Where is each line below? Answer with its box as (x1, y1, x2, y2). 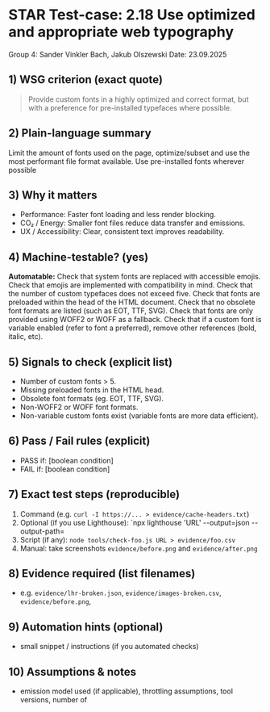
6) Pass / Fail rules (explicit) (8, 434, 151, 448)
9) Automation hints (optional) (8, 620, 164, 634)
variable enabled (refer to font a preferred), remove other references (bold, (8, 323, 257, 333)
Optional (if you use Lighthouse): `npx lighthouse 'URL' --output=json (19, 517, 250, 527)
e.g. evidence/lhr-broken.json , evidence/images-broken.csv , (19, 588, 222, 598)
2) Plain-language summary (8, 127, 152, 140)
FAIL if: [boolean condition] (19, 464, 110, 474)
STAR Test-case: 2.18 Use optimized (8, 6, 255, 24)
